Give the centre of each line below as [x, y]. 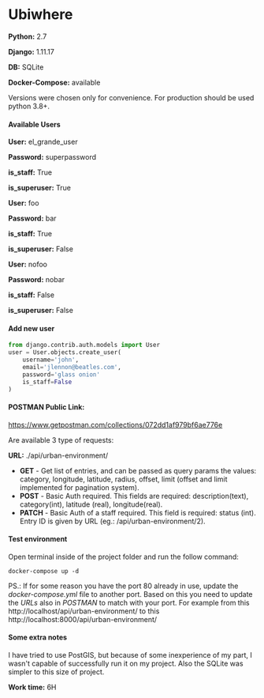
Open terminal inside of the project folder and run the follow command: [123, 557]
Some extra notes [38, 637]
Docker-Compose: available [54, 82]
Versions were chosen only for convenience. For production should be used [131, 97]
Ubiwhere [41, 15]
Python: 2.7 [28, 36]
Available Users [34, 124]
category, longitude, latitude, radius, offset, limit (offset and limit [123, 479]
